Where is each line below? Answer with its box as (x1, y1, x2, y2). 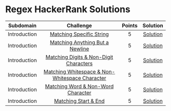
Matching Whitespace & (43, 68, 101, 75)
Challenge (67, 22, 93, 29)
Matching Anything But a (50, 39, 109, 46)
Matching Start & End (54, 97, 105, 104)
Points (122, 22, 138, 29)
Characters (66, 60, 93, 67)
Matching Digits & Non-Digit (45, 53, 113, 61)
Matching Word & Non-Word (45, 82, 114, 90)
